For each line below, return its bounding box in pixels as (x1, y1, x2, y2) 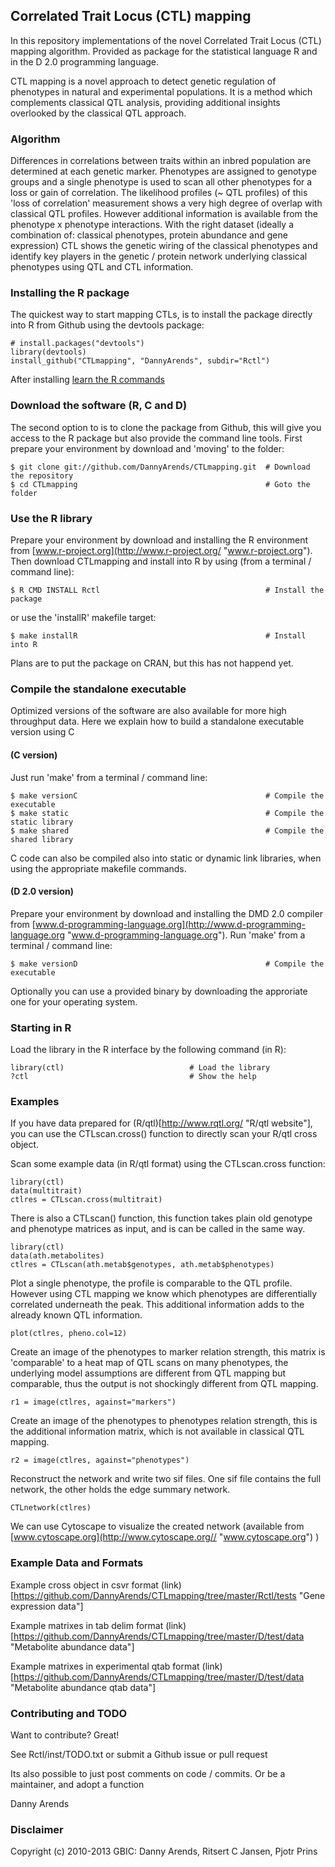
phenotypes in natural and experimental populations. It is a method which (10, 85, 313, 98)
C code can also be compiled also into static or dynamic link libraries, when (10, 852, 322, 864)
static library (10, 817, 74, 827)
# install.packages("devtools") (10, 339, 145, 349)
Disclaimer (10, 1822, 64, 1836)
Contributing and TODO (10, 1706, 128, 1720)
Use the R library (10, 511, 93, 525)
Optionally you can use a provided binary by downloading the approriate (10, 985, 308, 997)
